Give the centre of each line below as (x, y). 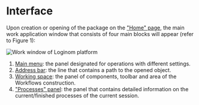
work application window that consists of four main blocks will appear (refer (100, 34)
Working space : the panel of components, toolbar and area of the (96, 76)
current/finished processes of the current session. (77, 95)
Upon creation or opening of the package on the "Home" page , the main (95, 28)
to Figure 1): (21, 40)
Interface (29, 11)
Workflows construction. (45, 83)
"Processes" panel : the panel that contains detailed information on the (102, 89)
